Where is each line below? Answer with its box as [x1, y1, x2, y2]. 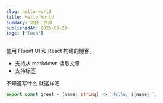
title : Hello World [6, 14, 55, 20]
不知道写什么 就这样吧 [6, 80, 60, 87]
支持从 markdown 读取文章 [14, 60, 81, 67]
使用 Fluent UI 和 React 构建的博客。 [6, 48, 95, 55]
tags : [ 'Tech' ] [6, 31, 44, 36]
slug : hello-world [6, 8, 52, 15]
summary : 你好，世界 [6, 19, 52, 25]
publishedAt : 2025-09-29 [6, 25, 68, 31]
